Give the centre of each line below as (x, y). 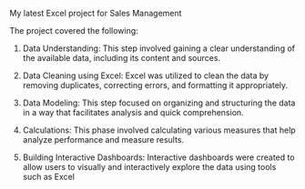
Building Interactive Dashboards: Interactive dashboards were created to (158, 157)
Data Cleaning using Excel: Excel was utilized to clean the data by (146, 75)
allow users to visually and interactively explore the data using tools (149, 167)
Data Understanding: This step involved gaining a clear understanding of (159, 48)
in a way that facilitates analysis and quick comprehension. (133, 112)
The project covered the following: (74, 30)
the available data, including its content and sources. (122, 58)
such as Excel (49, 177)
